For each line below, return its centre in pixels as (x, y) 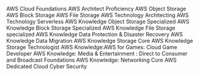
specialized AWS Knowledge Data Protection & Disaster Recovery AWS (95, 34)
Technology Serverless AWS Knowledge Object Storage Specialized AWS (98, 21)
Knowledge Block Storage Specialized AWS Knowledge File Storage (91, 28)
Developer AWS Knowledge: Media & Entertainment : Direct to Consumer (97, 53)
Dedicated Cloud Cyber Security (47, 66)
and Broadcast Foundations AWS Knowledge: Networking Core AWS (92, 60)
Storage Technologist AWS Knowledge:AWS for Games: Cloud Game (92, 47)
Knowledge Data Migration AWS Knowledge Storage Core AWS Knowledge (100, 41)
